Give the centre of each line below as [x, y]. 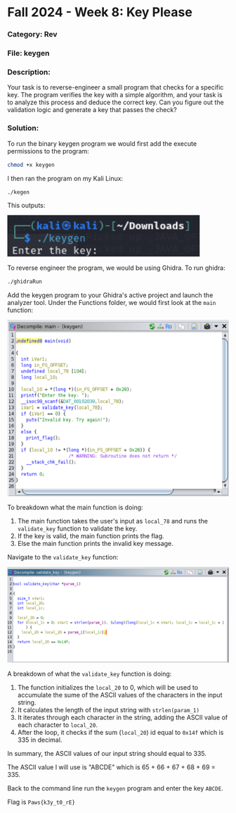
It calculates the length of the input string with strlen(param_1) [109, 709]
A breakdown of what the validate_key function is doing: [90, 674]
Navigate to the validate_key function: [63, 557]
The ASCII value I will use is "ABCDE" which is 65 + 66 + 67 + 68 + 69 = [111, 767]
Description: [29, 72]
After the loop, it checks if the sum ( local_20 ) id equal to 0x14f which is [120, 732]
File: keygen [28, 54]
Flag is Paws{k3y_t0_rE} [41, 802]
